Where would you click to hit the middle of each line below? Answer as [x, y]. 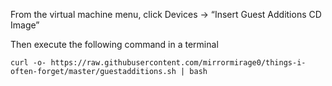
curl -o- [28, 63]
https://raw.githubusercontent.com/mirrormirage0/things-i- [178, 63]
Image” [25, 25]
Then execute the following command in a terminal [114, 44]
